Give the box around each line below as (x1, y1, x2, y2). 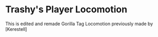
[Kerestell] (5, 26, 27, 32)
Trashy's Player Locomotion (5, 4, 127, 15)
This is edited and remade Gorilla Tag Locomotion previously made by (5, 21, 153, 27)
